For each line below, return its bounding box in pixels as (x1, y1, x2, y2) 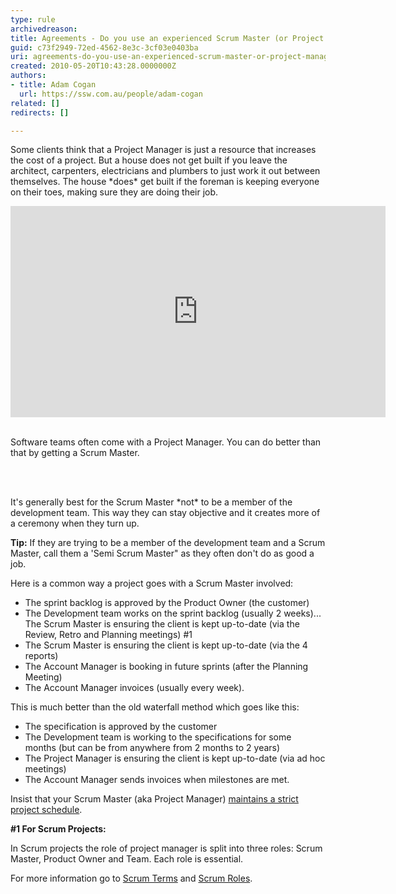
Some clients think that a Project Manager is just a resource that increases (10, 144, 317, 156)
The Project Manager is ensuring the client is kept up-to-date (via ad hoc (24, 752, 326, 765)
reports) (24, 650, 59, 662)
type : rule (10, 14, 56, 25)
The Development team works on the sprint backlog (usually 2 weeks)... (24, 607, 322, 620)
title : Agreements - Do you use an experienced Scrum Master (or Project (10, 33, 325, 43)
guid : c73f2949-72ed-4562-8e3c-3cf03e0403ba (10, 42, 199, 53)
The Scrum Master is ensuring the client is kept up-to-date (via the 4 (24, 639, 308, 651)
